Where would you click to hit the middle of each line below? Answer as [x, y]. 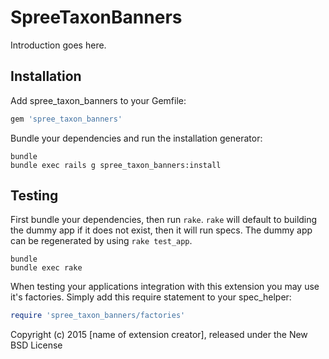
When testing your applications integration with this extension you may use [165, 287]
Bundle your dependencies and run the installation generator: [136, 138]
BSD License [36, 345]
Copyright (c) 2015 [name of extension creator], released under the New [159, 335]
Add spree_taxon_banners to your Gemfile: [98, 100]
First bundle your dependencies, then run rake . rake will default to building [164, 220]
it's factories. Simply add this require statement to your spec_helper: [151, 297]
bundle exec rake [46, 268]
